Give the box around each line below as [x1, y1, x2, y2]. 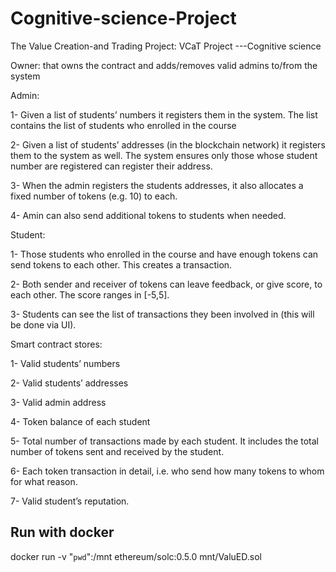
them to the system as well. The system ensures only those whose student [10, 149, 318, 161]
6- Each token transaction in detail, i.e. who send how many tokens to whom [10, 465, 325, 477]
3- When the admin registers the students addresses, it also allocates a [10, 179, 304, 191]
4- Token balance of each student [10, 415, 151, 427]
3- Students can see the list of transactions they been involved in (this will [10, 308, 315, 320]
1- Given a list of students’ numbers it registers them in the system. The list [10, 108, 318, 121]
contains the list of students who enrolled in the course [10, 119, 237, 131]
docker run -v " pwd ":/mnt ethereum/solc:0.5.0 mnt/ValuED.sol [10, 550, 262, 562]
